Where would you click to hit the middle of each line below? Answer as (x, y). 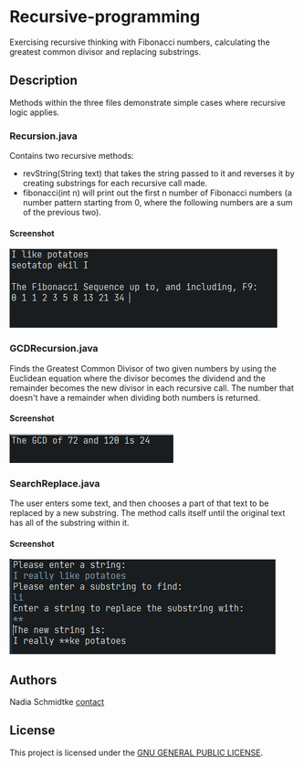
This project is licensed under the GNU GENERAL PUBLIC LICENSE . (136, 752)
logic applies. (35, 112)
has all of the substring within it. (69, 523)
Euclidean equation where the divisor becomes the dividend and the (138, 378)
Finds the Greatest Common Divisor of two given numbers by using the (143, 368)
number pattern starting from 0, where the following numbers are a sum (158, 203)
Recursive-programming (105, 17)
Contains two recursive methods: (72, 156)
